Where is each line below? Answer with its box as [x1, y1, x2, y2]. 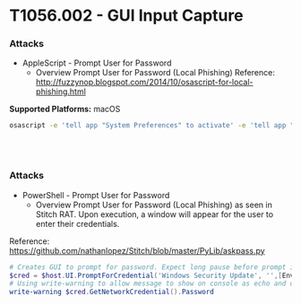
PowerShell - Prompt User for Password [21, 189, 170, 200]
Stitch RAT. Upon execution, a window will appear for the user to [35, 208, 274, 220]
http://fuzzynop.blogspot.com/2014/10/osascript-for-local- [35, 77, 254, 88]
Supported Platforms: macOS [9, 104, 121, 115]
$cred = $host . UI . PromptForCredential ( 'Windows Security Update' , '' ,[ [9, 271, 282, 280]
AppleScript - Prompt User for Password [21, 57, 172, 68]
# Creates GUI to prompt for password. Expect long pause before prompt [9, 262, 287, 272]
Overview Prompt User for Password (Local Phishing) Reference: [35, 67, 275, 78]
